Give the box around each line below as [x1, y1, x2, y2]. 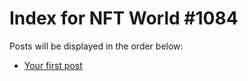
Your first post [23, 59, 83, 71]
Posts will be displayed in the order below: [9, 40, 184, 52]
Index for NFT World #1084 [9, 7, 239, 30]
